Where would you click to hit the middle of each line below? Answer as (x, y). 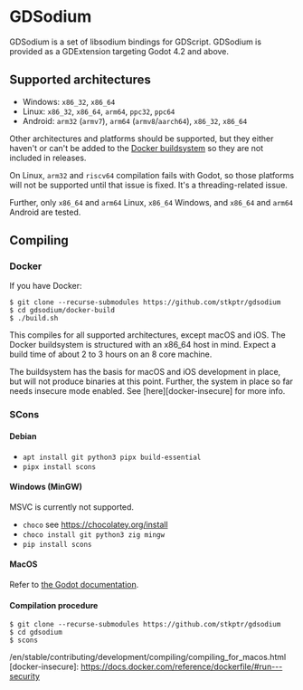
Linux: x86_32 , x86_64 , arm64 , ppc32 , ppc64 (99, 111)
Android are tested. (45, 212)
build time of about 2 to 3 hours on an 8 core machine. (111, 354)
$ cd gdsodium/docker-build (62, 311)
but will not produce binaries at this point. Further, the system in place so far (151, 381)
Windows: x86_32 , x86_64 (69, 101)
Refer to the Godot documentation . (74, 584)
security (25, 676)
